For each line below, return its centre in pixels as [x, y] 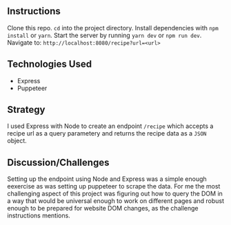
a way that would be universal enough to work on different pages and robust [116, 201]
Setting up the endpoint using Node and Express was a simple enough [107, 179]
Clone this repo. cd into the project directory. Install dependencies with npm [113, 28]
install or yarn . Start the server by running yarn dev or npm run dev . [104, 35]
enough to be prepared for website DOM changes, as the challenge [103, 208]
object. [17, 141]
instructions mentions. [39, 215]
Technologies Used [49, 64]
